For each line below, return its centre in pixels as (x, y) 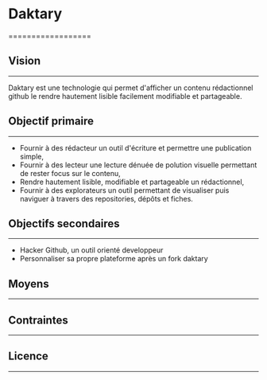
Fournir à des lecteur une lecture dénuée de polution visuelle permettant (138, 165)
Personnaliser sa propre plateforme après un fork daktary (114, 259)
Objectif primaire (51, 121)
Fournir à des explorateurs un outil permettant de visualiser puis (124, 190)
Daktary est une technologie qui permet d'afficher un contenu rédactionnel (131, 88)
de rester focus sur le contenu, (70, 173)
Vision (25, 61)
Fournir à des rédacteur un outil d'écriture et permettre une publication (135, 147)
